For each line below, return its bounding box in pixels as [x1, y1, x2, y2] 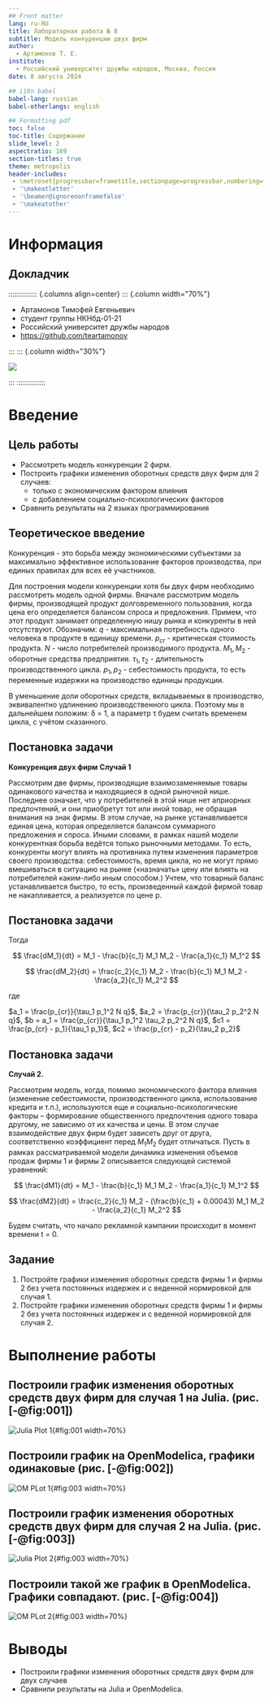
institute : [8, 58, 45, 66]
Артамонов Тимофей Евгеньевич [19, 304, 136, 314]
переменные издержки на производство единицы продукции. [8, 675, 225, 685]
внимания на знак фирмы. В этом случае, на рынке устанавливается [8, 812, 248, 822]
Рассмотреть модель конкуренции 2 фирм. [19, 459, 172, 469]
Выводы [8, 1640, 67, 1659]
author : [8, 42, 35, 50]
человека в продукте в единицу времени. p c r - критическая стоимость [8, 633, 256, 645]
